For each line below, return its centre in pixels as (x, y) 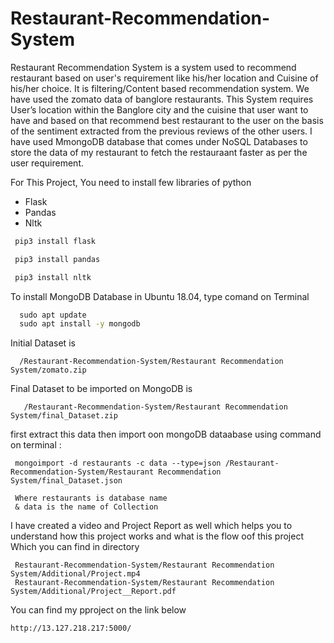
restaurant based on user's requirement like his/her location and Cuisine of (164, 78)
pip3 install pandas (57, 259)
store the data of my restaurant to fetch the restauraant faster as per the (159, 152)
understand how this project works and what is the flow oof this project (157, 536)
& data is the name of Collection (86, 507)
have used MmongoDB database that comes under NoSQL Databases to (159, 141)
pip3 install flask (55, 241)
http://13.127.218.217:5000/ (71, 628)
